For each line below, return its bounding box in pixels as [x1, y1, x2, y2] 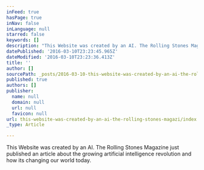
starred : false [6, 32, 45, 38]
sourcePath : [6, 71, 36, 77]
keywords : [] [6, 37, 39, 43]
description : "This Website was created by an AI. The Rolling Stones [6, 43, 189, 49]
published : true [6, 76, 47, 83]
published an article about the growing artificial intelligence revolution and [6, 150, 192, 158]
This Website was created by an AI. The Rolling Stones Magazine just [6, 144, 179, 151]
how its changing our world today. [6, 157, 92, 164]
